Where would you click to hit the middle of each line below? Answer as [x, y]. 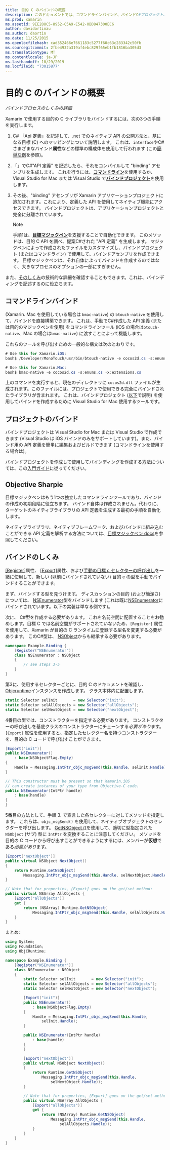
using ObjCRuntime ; [26, 951]
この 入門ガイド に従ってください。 [54, 468]
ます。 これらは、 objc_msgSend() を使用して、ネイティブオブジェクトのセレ [84, 821]
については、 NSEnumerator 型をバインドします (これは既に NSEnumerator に [84, 600]
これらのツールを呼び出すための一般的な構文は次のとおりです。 [72, 344]
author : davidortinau [28, 29]
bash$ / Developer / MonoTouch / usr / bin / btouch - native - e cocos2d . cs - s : [80, 358]
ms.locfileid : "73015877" [32, 66]
